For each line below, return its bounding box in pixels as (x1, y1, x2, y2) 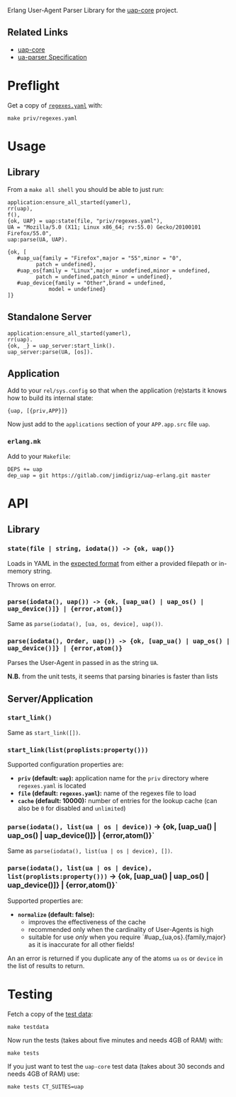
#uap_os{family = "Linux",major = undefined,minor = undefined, (16, 267, 211, 274)
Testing (7, 986, 53, 1002)
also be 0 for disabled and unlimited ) (17, 804, 126, 813)
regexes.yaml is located (17, 782, 86, 790)
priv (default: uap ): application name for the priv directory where (17, 774, 209, 783)
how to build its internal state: (7, 394, 94, 402)
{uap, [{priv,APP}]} (7, 407, 69, 415)
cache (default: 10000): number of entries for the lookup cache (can (17, 797, 218, 805)
